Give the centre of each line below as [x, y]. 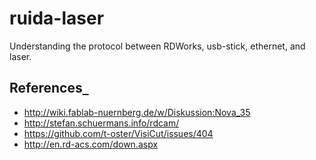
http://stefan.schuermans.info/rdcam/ [101, 123]
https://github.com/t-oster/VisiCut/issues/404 [118, 133]
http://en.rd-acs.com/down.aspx [91, 144]
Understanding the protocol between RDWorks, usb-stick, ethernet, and [157, 46]
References [46, 88]
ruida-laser [57, 18]
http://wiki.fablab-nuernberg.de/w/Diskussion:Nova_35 [137, 112]
